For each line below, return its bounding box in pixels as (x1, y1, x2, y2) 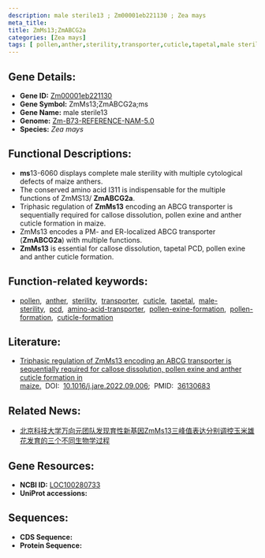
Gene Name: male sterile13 (19, 107, 108, 117)
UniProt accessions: (19, 489, 88, 497)
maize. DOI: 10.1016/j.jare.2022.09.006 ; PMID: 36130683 (19, 381, 211, 391)
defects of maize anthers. (19, 177, 103, 186)
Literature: (8, 335, 62, 348)
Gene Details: (8, 70, 77, 84)
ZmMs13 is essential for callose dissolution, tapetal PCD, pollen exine (19, 244, 246, 253)
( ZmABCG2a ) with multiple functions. (19, 235, 143, 244)
